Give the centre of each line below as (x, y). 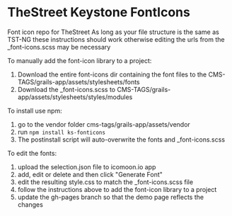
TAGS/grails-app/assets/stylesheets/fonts (79, 81)
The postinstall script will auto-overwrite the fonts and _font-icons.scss (121, 140)
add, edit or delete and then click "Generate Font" (90, 174)
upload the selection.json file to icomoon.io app (87, 166)
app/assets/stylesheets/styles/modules (75, 97)
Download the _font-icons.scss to (66, 89)
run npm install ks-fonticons (62, 132)
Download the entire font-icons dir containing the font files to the (112, 74)
